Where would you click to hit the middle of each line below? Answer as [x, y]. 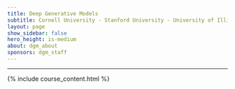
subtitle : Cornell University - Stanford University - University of [111, 20]
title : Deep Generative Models [53, 14]
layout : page [26, 26]
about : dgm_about [33, 46]
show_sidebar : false [37, 33]
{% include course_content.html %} [58, 79]
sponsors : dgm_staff [37, 53]
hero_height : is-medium [42, 40]
